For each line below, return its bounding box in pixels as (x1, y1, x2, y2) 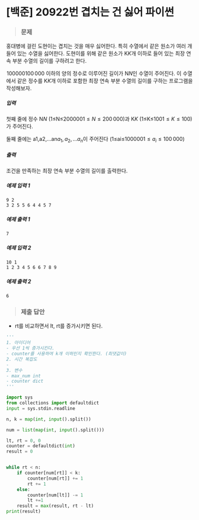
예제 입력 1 (6, 182, 31, 189)
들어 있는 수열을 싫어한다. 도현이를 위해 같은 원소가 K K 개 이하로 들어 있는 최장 (6, 50, 185, 57)
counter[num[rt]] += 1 (27, 475, 84, 482)
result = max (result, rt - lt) (17, 503, 94, 509)
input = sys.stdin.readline (6, 405, 76, 412)
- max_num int (6, 373, 41, 379)
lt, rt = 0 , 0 (6, 438, 41, 444)
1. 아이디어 (6, 340, 31, 346)
